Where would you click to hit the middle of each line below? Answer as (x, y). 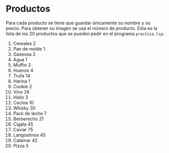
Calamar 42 (25, 140)
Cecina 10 (24, 102)
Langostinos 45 (29, 135)
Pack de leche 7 (30, 113)
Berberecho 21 (28, 119)
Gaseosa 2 (24, 54)
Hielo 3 (20, 97)
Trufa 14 (22, 75)
